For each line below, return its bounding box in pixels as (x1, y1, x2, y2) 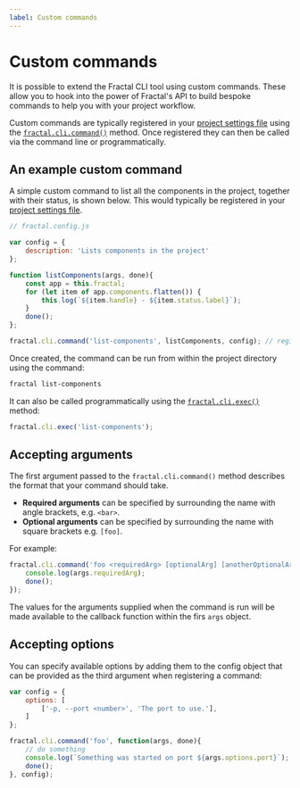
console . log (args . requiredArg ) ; (25, 568, 146, 578)
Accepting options (9, 637, 114, 652)
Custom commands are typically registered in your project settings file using (9, 117, 290, 128)
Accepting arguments (9, 447, 133, 462)
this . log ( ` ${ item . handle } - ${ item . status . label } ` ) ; (41, 295, 242, 304)
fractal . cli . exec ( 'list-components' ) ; (9, 422, 154, 431)
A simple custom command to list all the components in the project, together (9, 186, 290, 196)
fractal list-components (9, 379, 102, 388)
